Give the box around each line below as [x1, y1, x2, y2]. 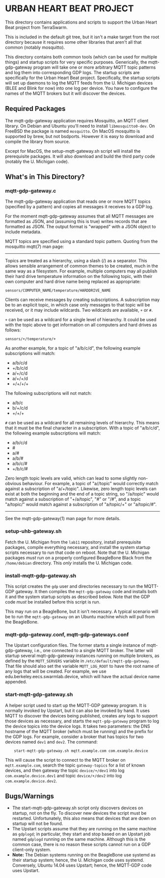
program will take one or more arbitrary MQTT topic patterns [33, 64, 156, 70]
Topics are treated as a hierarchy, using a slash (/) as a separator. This [5, 258, 147, 264]
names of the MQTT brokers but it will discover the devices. [5, 90, 126, 96]
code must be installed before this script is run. [5, 599, 101, 605]
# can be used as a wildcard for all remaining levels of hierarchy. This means [5, 420, 160, 426]
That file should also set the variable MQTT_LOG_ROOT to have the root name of [5, 663, 160, 669]
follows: [5, 327, 21, 333]
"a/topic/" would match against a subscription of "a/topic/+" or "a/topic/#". [5, 501, 157, 507]
